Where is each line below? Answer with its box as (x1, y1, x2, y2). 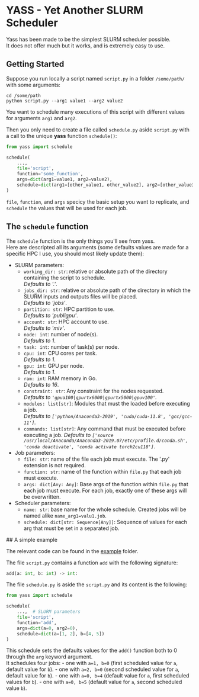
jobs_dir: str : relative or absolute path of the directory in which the (23, 287, 191, 294)
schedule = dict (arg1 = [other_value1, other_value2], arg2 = (17, 182, 161, 188)
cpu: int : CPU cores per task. (23, 349, 97, 356)
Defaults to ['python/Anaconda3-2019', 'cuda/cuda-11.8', (23, 412, 166, 419)
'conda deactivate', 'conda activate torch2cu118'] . (23, 442, 156, 450)
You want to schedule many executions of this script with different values (6, 108, 185, 115)
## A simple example (6, 536, 58, 543)
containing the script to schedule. (23, 274, 105, 281)
